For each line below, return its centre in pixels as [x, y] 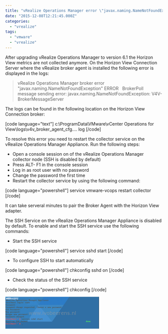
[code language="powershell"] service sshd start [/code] [64, 251]
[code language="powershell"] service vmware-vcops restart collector [78, 190]
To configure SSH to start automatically [53, 260]
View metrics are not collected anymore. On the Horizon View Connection [81, 62]
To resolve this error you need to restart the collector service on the [75, 139]
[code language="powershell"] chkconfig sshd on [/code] [65, 270]
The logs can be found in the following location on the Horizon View [75, 108]
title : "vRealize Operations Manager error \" [54, 11]
